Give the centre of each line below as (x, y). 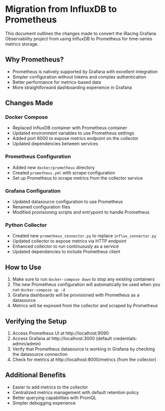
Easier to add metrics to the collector (50, 387)
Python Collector (26, 225)
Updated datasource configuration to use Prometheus (68, 202)
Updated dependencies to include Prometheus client (66, 252)
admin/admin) (27, 343)
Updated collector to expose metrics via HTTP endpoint (69, 241)
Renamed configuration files (41, 207)
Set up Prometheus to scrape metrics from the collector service (78, 178)
